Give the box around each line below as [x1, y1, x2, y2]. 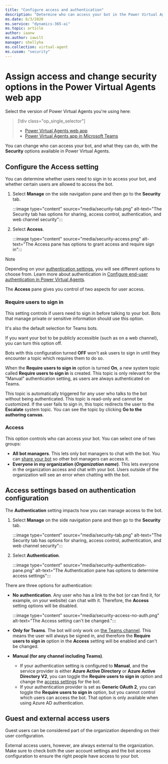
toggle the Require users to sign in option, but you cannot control [19, 689, 156, 695]
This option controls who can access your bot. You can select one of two [5, 435, 156, 441]
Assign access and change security [5, 70, 157, 82]
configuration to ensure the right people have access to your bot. [5, 753, 139, 759]
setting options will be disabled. [12, 602, 78, 608]
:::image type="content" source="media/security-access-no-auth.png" [12, 612, 159, 618]
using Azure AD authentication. [19, 699, 84, 705]
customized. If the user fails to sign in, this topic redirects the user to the [5, 401, 154, 407]
